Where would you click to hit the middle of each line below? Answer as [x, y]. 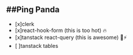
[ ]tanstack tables [37, 46]
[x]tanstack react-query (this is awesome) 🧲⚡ [71, 37]
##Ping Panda [33, 10]
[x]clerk [25, 24]
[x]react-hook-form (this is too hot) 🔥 [61, 30]
